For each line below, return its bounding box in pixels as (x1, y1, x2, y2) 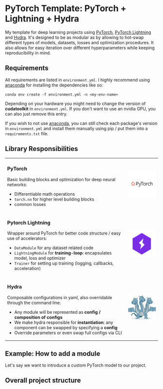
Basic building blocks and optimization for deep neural (7, 176, 115, 182)
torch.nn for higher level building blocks (14, 196, 95, 202)
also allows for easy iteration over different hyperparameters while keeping (5, 45, 155, 51)
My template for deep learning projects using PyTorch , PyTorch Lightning (5, 29, 151, 35)
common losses (14, 201, 46, 207)
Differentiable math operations (14, 191, 75, 197)
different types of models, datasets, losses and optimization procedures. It (5, 39, 154, 45)
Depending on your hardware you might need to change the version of (5, 101, 146, 106)
